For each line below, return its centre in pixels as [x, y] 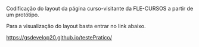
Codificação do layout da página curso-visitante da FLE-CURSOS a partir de [100, 9]
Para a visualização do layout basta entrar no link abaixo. [76, 26]
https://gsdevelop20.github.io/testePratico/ [59, 37]
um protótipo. [23, 15]
